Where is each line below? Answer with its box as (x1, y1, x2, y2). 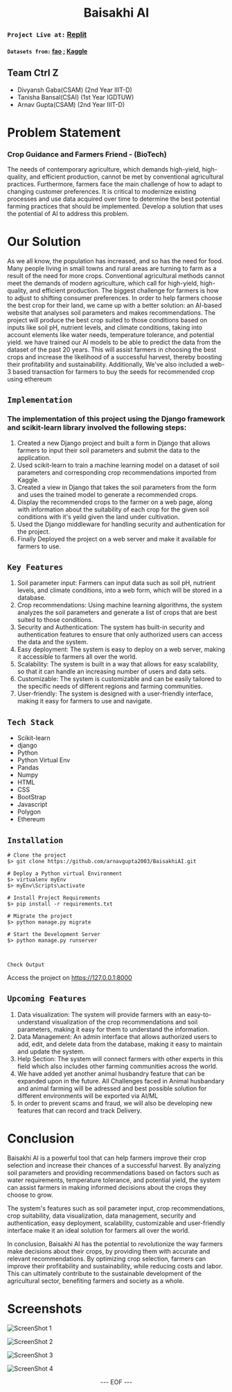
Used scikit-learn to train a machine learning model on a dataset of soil (17, 461, 220, 469)
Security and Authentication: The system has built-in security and (17, 623, 205, 632)
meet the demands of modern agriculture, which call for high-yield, (7, 279, 199, 287)
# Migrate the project (7, 912, 73, 920)
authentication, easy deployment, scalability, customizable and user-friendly (7, 1218, 225, 1227)
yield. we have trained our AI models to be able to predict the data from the (7, 338, 222, 346)
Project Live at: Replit (7, 30, 87, 40)
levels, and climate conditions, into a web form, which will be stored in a (17, 586, 223, 595)
